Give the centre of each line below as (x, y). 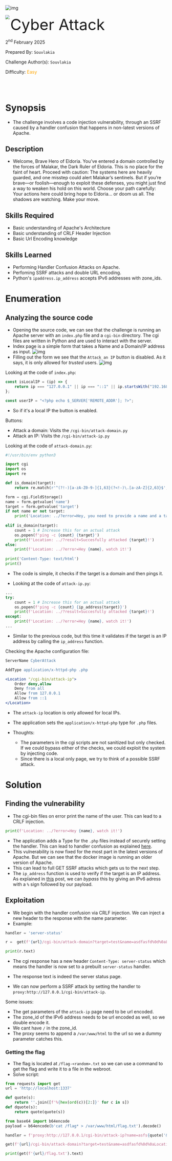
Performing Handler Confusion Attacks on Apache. (66, 267)
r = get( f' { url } (24, 942)
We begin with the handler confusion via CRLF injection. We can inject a (89, 913)
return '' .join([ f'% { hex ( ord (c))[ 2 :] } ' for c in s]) (72, 1103)
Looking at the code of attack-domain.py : (49, 446)
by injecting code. (39, 753)
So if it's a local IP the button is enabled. (55, 410)
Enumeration (33, 299)
